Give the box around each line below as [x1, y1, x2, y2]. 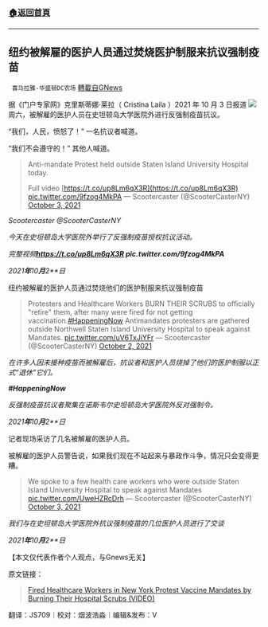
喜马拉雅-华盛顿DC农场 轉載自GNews [11, 83, 123, 92]
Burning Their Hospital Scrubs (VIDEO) [27, 594, 155, 603]
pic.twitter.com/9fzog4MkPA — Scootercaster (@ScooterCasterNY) [27, 192, 251, 202]
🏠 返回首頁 [8, 6, 51, 18]
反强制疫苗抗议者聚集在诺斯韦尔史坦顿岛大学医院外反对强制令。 [8, 400, 217, 410]
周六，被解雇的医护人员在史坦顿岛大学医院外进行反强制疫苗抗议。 [8, 110, 224, 120]
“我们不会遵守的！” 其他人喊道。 [8, 143, 115, 153]
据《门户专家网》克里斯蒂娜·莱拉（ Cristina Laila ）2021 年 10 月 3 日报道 [8, 100, 247, 109]
